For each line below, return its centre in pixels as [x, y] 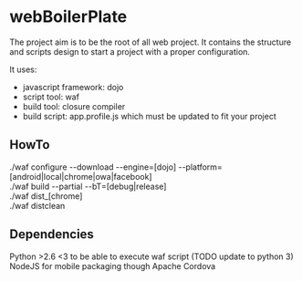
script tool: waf [51, 97]
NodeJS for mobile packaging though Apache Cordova [113, 265]
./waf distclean [37, 205]
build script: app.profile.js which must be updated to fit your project [149, 116]
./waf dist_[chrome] [46, 196]
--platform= [200, 167]
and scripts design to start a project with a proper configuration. [130, 51]
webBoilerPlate [68, 17]
